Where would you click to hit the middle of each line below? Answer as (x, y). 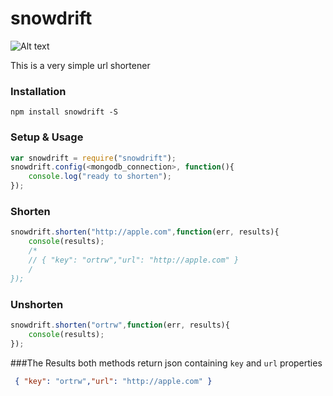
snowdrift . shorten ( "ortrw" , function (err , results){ (120, 325)
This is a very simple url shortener (80, 65)
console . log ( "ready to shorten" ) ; (100, 177)
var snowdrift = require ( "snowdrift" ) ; (93, 158)
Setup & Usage (47, 137)
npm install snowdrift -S (64, 112)
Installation (38, 91)
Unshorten (37, 304)
